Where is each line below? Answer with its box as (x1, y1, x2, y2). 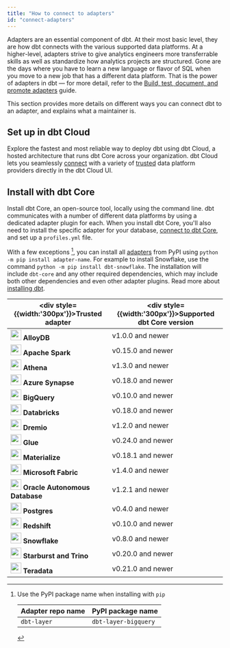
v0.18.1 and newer (112, 451, 173, 461)
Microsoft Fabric (23, 467, 79, 477)
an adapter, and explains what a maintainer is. (7, 107, 136, 115)
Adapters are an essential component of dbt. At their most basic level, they (7, 35, 218, 43)
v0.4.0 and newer (112, 504, 169, 514)
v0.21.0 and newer (112, 564, 173, 573)
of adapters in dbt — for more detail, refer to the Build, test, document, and (7, 79, 218, 87)
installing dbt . (7, 284, 46, 292)
